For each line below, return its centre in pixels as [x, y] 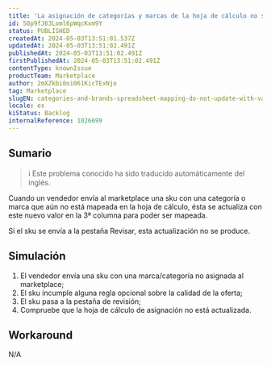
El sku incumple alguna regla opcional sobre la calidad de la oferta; [131, 293]
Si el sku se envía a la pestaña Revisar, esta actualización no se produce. [129, 231]
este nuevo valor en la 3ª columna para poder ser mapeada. [108, 215]
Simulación [37, 256]
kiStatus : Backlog [39, 114]
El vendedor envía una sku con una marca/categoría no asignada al [132, 276]
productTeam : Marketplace [52, 76]
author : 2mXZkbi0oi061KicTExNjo [63, 83]
